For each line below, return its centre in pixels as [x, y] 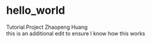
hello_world [36, 10]
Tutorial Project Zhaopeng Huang [47, 27]
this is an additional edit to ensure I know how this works [75, 33]
